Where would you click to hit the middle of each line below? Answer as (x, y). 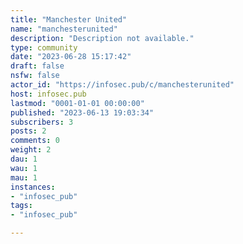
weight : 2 (31, 150)
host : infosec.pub (48, 94)
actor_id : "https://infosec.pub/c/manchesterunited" (122, 85)
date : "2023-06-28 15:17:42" (71, 57)
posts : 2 (28, 131)
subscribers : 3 (42, 122)
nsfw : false (35, 76)
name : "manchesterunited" (64, 29)
